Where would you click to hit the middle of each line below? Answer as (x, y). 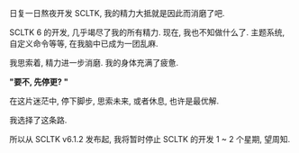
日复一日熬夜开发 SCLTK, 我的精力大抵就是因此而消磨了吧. (117, 13)
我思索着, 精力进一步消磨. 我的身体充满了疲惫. (94, 63)
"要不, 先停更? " (39, 82)
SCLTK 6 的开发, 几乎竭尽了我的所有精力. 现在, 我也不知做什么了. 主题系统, (147, 32)
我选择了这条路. (38, 120)
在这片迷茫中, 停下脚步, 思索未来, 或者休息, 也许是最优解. (114, 101)
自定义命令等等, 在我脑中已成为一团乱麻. (84, 44)
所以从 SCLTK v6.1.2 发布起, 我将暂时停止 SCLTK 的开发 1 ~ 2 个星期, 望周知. (150, 139)
